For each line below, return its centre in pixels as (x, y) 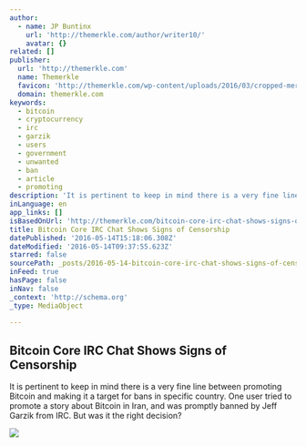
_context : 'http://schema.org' (69, 297)
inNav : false (34, 289)
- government (42, 153)
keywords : (28, 102)
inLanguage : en (38, 204)
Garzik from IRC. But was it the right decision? (96, 416)
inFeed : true (34, 272)
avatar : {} (46, 43)
